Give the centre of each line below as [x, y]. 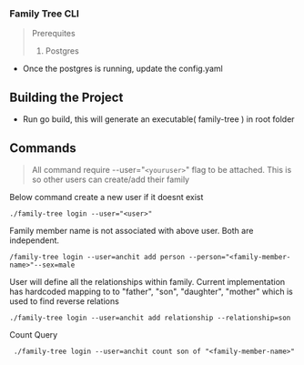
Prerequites [53, 34]
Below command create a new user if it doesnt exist [106, 197]
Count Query [34, 334]
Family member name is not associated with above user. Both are [132, 230]
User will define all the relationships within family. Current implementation [147, 281]
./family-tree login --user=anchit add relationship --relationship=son [150, 318]
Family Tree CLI [45, 14]
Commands [43, 148]
